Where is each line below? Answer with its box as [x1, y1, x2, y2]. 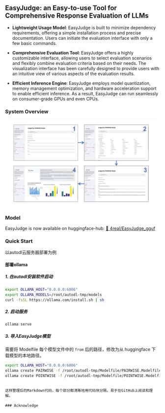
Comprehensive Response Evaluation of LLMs [5, 12, 149, 20]
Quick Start [5, 238, 33, 245]
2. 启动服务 [5, 308, 28, 314]
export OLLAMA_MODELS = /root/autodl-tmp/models [5, 292, 102, 297]
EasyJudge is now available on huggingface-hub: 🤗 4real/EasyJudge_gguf [5, 225, 156, 231]
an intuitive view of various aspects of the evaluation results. [12, 71, 135, 77]
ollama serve [5, 322, 32, 327]
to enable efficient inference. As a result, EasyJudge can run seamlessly [12, 90, 159, 96]
